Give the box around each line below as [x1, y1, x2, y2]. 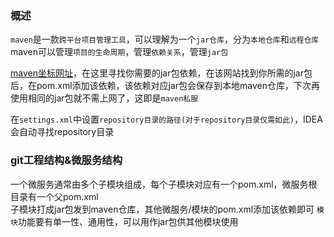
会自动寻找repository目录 [10, 126, 115, 138]
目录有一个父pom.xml [10, 190, 99, 202]
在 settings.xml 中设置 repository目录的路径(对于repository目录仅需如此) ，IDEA [10, 113, 323, 126]
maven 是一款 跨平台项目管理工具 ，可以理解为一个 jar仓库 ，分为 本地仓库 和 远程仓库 [10, 33, 320, 46]
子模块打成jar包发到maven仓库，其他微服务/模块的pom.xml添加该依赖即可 [10, 203, 315, 215]
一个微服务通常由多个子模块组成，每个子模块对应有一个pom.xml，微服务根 [10, 178, 318, 190]
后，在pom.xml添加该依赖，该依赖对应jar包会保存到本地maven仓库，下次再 [10, 80, 321, 92]
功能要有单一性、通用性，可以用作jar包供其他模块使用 [17, 215, 239, 227]
